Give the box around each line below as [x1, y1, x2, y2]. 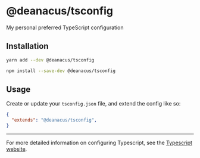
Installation [6, 41, 49, 51]
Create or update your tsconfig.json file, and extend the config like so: [6, 100, 181, 107]
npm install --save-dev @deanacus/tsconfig [6, 67, 116, 74]
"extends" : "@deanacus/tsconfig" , [11, 117, 97, 123]
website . [6, 145, 27, 153]
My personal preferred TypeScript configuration [6, 24, 124, 31]
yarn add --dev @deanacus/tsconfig [6, 57, 95, 63]
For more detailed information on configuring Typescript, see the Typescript [6, 139, 192, 146]
